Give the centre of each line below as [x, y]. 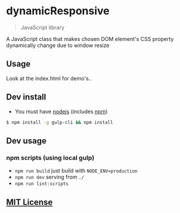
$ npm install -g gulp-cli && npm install [60, 122]
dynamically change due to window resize [58, 45]
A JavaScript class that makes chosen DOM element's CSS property [90, 39]
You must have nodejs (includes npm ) [61, 111]
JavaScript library [42, 27]
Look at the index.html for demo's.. [49, 78]
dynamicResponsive [58, 11]
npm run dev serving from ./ [49, 177]
